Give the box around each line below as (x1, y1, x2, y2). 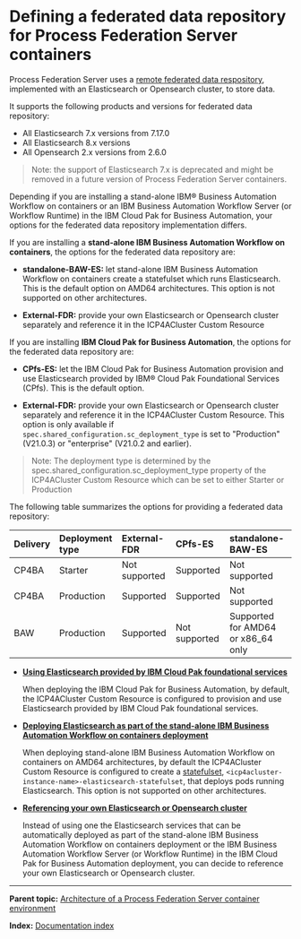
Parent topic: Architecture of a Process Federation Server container (9, 893, 260, 904)
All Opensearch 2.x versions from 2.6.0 (21, 146, 168, 158)
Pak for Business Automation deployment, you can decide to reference (21, 857, 284, 868)
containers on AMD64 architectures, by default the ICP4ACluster (21, 756, 262, 767)
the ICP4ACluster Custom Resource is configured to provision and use (21, 693, 282, 704)
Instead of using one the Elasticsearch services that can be (21, 820, 242, 831)
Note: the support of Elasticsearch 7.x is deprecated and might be (30, 164, 274, 175)
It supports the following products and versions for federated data (9, 100, 253, 111)
